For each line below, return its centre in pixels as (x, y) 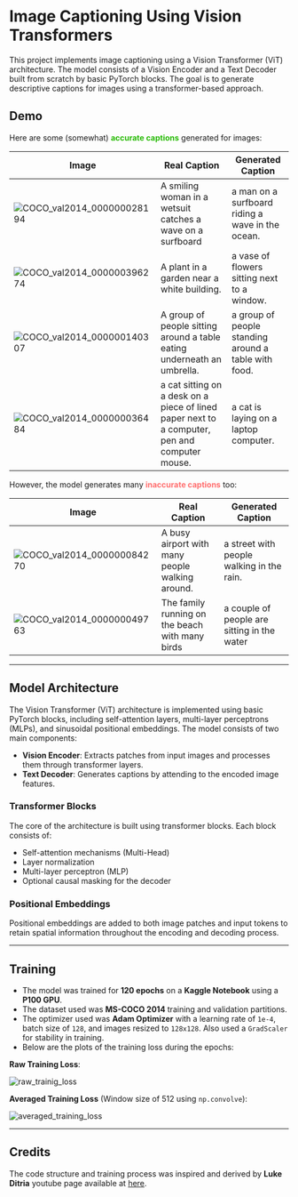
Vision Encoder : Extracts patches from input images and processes (146, 755)
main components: (43, 738)
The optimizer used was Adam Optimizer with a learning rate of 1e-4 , (149, 1018)
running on (184, 614)
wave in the (256, 224)
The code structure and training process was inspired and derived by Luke (145, 1173)
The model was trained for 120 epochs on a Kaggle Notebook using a (150, 990)
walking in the (253, 566)
